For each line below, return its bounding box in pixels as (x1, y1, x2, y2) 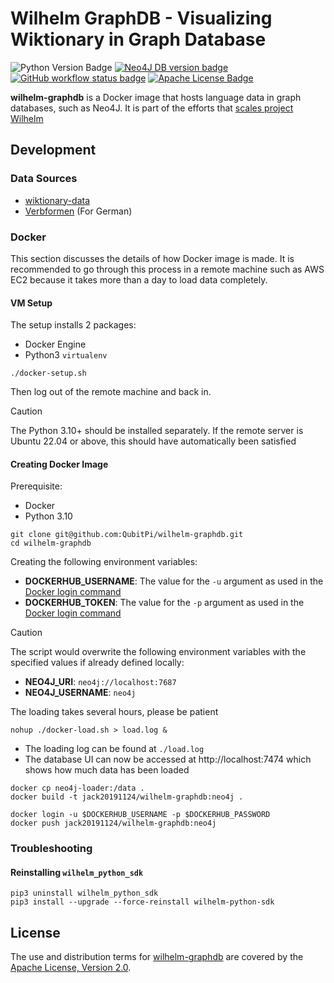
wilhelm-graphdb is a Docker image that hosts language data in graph (10, 91, 302, 103)
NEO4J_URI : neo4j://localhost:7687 (24, 676, 177, 688)
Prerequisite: (10, 480, 63, 492)
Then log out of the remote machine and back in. (10, 386, 212, 398)
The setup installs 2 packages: (10, 319, 137, 331)
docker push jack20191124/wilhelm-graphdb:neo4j (10, 818, 217, 829)
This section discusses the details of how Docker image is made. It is (10, 252, 295, 264)
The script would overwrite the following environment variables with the (10, 646, 307, 658)
